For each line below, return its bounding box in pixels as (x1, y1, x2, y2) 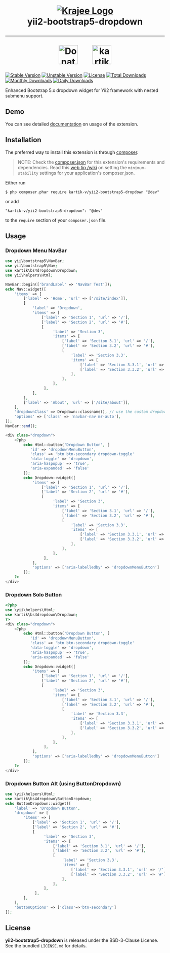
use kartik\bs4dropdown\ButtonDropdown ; (5, 796, 92, 801)
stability (17, 171, 39, 176)
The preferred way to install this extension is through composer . (5, 149, 139, 155)
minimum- (128, 165, 147, 170)
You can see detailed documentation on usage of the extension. (5, 121, 139, 127)
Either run (5, 179, 26, 185)
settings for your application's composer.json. (39, 170, 135, 176)
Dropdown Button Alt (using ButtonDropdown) (5, 780, 121, 787)
